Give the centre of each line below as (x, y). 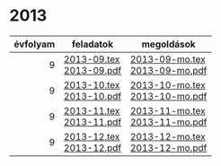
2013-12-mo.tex (168, 136)
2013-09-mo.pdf (168, 70)
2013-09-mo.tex (168, 59)
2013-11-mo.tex (168, 110)
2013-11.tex (92, 110)
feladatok (93, 44)
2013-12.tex (92, 136)
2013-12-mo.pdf (168, 147)
